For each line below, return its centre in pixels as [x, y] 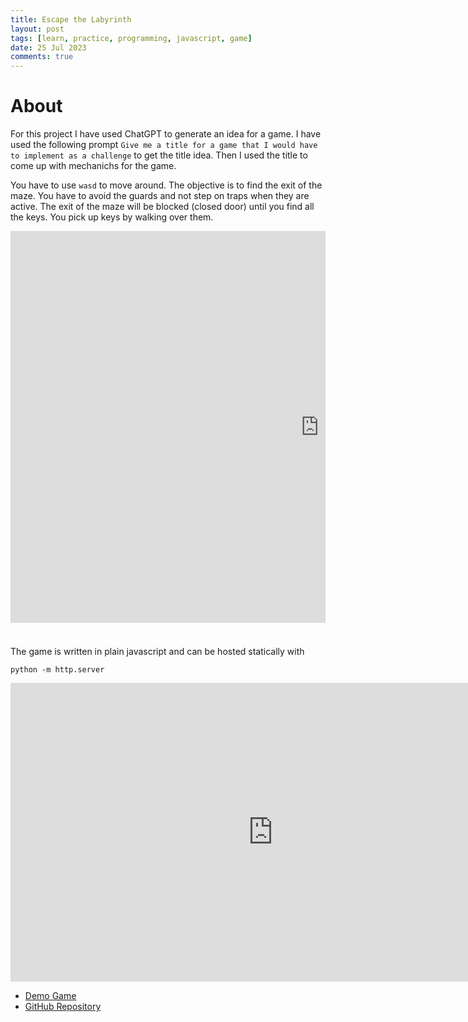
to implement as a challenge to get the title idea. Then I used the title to [159, 155]
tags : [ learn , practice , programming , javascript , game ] [131, 38]
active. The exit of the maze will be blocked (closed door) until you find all [162, 207]
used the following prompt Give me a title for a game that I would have [164, 145]
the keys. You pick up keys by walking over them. [112, 217]
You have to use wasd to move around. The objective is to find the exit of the [166, 185]
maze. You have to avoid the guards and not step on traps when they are [160, 196]
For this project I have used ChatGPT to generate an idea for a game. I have [166, 134]
